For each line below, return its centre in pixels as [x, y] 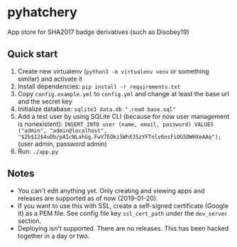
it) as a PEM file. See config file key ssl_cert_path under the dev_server [123, 213]
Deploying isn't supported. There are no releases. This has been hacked [123, 228]
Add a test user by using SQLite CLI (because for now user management [123, 116]
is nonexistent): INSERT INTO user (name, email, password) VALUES [116, 124]
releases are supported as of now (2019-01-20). [88, 198]
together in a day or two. [54, 236]
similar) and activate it [50, 79]
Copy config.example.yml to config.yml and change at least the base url [123, 93]
